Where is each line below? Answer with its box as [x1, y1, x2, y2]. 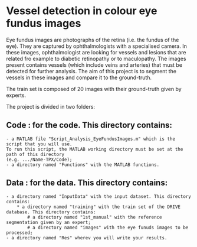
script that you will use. [6, 141, 73, 147]
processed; [6, 229, 33, 236]
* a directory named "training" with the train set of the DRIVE [17, 204, 181, 210]
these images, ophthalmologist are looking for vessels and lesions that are [6, 48, 186, 56]
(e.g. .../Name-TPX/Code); [6, 157, 73, 162]
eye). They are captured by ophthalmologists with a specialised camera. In [6, 43, 187, 50]
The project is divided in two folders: [6, 103, 96, 110]
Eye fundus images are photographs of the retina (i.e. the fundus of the [6, 36, 179, 43]
